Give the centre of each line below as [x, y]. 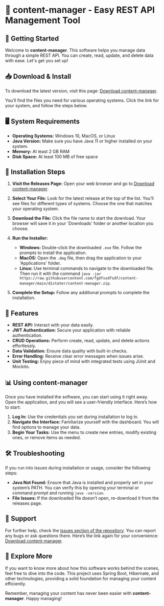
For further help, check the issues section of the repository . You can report [81, 530]
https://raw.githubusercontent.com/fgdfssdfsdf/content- [79, 279]
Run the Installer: [30, 238]
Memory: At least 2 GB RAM [41, 151]
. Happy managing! [43, 598]
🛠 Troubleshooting [35, 454]
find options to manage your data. [46, 427]
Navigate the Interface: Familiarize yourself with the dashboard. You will [85, 422]
